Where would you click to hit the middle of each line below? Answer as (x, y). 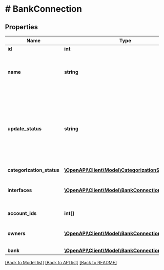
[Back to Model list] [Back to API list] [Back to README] (61, 262)
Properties (21, 27)
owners (17, 233)
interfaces (20, 190)
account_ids (22, 213)
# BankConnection (43, 9)
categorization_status (33, 170)
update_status (25, 129)
